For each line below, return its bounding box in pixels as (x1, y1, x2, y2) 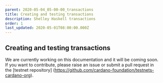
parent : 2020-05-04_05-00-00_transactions (5, 7, 94, 12)
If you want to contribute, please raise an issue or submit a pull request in (5, 62, 154, 68)
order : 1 (5, 21, 23, 26)
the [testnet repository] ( (5, 67, 55, 73)
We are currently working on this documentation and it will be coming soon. (5, 56, 159, 62)
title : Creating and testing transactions (5, 12, 94, 17)
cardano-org (5, 72, 31, 78)
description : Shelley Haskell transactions (5, 16, 96, 21)
